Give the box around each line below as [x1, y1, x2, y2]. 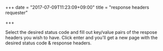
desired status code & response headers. [5, 40, 92, 46]
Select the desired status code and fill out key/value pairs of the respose [5, 29, 157, 35]
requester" [5, 10, 28, 16]
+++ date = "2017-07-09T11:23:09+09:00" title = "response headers [5, 5, 149, 10]
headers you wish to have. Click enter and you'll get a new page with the [5, 35, 158, 40]
